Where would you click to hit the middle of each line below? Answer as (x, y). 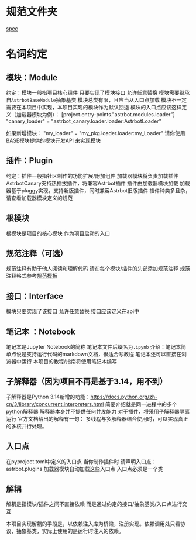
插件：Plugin (30, 161)
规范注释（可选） (37, 253)
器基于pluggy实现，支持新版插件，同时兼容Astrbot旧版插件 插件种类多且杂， (98, 190)
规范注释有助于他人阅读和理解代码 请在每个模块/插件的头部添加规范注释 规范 (98, 269)
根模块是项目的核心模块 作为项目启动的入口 (58, 233)
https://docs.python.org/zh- (124, 397)
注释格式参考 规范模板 (32, 276)
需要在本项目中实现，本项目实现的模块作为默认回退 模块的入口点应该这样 (94, 107)
